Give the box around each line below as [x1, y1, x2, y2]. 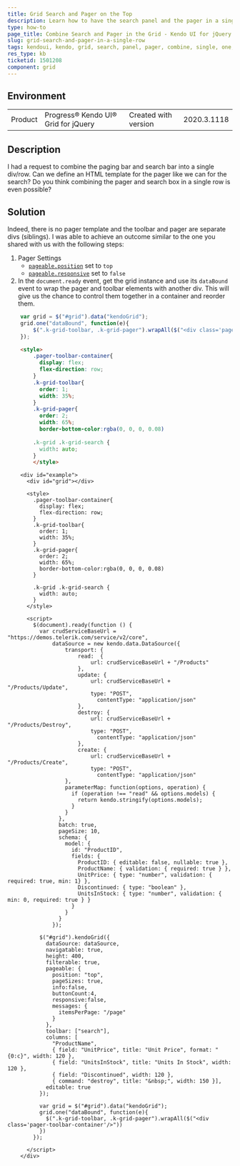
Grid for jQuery [44, 119, 95, 129]
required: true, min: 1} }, [7, 878, 91, 885]
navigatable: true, [45, 947, 104, 954]
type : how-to [7, 24, 46, 31]
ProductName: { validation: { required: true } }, [77, 865, 232, 873]
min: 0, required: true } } [7, 897, 91, 904]
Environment [7, 90, 66, 102]
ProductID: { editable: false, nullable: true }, [77, 859, 229, 866]
